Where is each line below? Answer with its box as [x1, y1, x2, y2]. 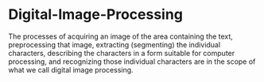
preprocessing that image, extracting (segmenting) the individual [8, 39, 221, 49]
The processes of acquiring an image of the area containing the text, [8, 32, 233, 41]
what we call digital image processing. [8, 65, 134, 74]
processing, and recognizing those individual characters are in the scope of [8, 57, 256, 66]
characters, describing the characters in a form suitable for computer [8, 48, 235, 58]
